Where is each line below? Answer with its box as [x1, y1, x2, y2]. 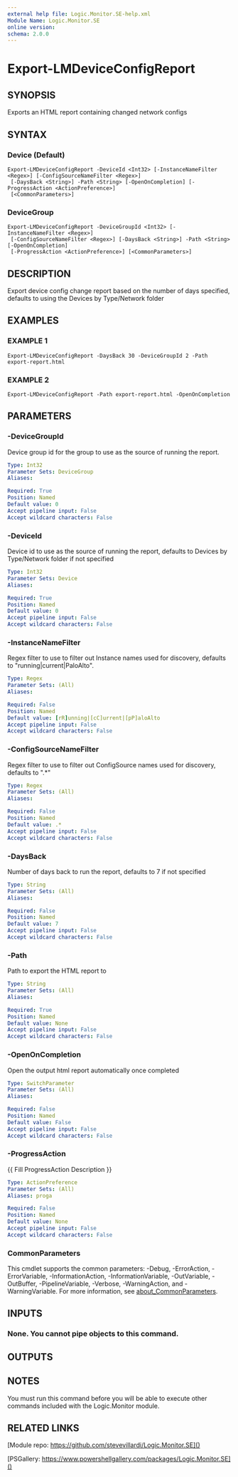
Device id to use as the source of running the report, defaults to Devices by [7, 547, 227, 555]
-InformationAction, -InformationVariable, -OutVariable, [49, 1272, 211, 1281]
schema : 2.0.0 [7, 30, 50, 38]
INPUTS [7, 1308, 43, 1320]
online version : [7, 23, 55, 31]
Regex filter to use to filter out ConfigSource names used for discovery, [7, 760, 216, 769]
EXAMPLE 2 [7, 375, 50, 385]
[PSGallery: [7, 1455, 40, 1463]
